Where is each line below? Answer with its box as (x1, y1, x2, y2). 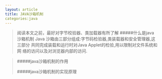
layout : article (5, 7, 38, 12)
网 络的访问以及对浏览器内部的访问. (16, 48, 88, 54)
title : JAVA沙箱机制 (5, 12, 44, 16)
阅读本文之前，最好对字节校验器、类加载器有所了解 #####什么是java (16, 30, 154, 36)
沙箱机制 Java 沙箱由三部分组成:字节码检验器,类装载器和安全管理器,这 (16, 36, 156, 42)
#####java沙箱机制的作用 (16, 59, 69, 64)
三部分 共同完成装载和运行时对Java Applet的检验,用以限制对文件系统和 (16, 42, 158, 48)
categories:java (5, 16, 38, 21)
